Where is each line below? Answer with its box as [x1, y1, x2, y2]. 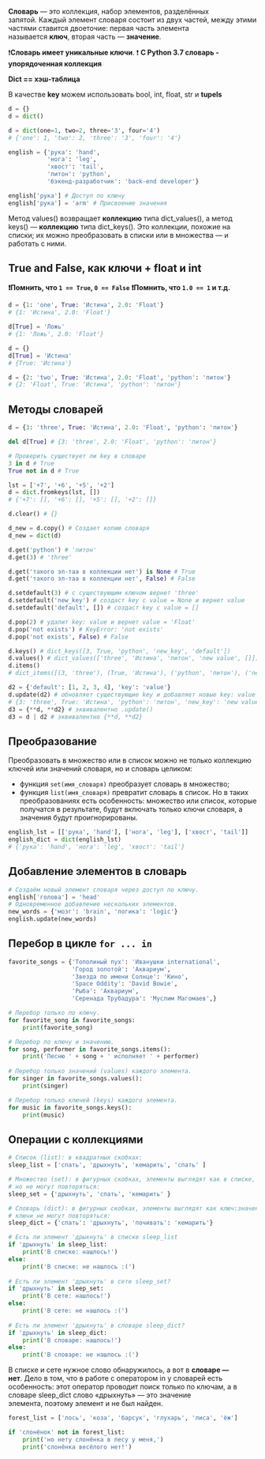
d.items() [8, 662, 41, 670]
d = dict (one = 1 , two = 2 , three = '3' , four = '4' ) [8, 126, 160, 134]
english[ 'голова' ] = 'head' [8, 893, 101, 901]
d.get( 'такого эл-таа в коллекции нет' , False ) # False [8, 575, 196, 583]
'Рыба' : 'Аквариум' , [71, 987, 140, 995]
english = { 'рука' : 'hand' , [8, 148, 101, 156]
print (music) [22, 1110, 65, 1119]
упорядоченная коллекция [8, 59, 103, 68]
